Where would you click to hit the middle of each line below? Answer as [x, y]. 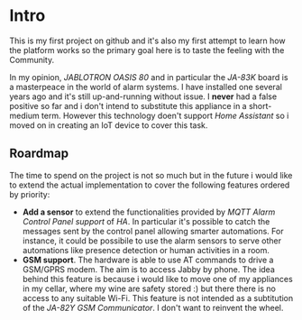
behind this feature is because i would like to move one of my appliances [157, 279]
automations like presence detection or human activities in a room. [146, 250]
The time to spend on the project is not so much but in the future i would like [151, 175]
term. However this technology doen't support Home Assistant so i [165, 115]
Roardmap [39, 154]
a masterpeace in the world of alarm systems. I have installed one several [146, 87]
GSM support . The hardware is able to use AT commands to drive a [148, 260]
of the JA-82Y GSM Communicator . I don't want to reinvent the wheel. [153, 307]
